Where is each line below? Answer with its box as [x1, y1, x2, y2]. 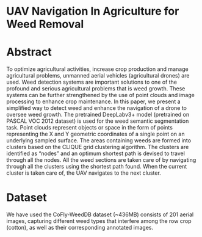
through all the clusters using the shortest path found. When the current [6, 163, 187, 170]
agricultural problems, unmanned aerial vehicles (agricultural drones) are [6, 72, 190, 79]
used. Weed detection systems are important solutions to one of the [6, 78, 177, 86]
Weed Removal [6, 17, 84, 31]
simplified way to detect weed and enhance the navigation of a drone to [6, 104, 187, 112]
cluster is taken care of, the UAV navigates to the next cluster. [6, 169, 162, 177]
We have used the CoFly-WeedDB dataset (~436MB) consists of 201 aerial [6, 211, 194, 218]
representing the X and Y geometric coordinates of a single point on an [6, 130, 185, 138]
